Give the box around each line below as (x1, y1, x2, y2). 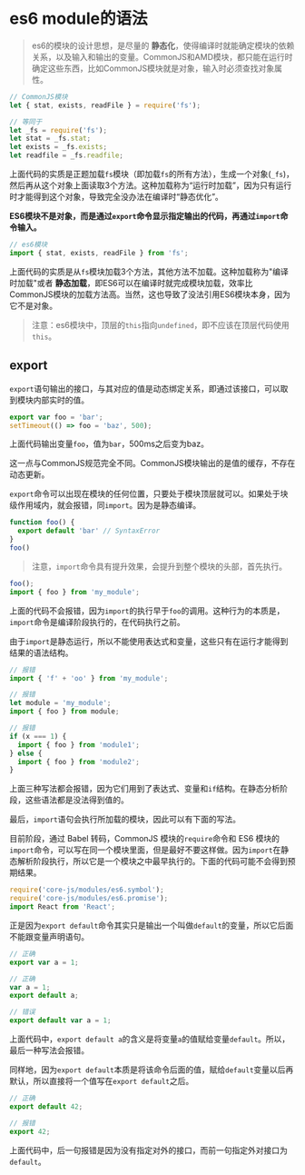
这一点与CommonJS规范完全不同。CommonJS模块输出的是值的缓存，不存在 (9, 458, 296, 469)
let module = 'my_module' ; (9, 699, 112, 708)
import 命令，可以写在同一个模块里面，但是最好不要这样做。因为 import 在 (9, 844, 281, 855)
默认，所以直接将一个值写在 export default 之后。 (9, 1076, 194, 1086)
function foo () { (9, 518, 75, 527)
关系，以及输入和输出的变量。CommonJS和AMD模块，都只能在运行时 (31, 51, 293, 62)
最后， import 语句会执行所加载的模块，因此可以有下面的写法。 (9, 814, 241, 825)
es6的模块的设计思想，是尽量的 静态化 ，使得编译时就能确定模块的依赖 (31, 40, 295, 51)
